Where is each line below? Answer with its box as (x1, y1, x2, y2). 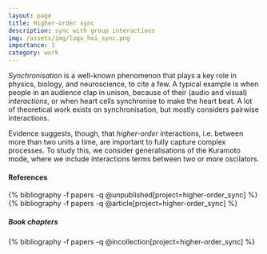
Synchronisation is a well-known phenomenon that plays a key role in (8, 71, 237, 80)
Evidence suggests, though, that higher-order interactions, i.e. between (8, 129, 244, 138)
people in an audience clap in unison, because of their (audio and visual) (8, 88, 248, 97)
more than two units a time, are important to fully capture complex (8, 137, 226, 146)
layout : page (8, 11, 52, 20)
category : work (8, 49, 59, 57)
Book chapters (8, 216, 58, 226)
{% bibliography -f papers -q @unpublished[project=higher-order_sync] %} (8, 190, 258, 200)
